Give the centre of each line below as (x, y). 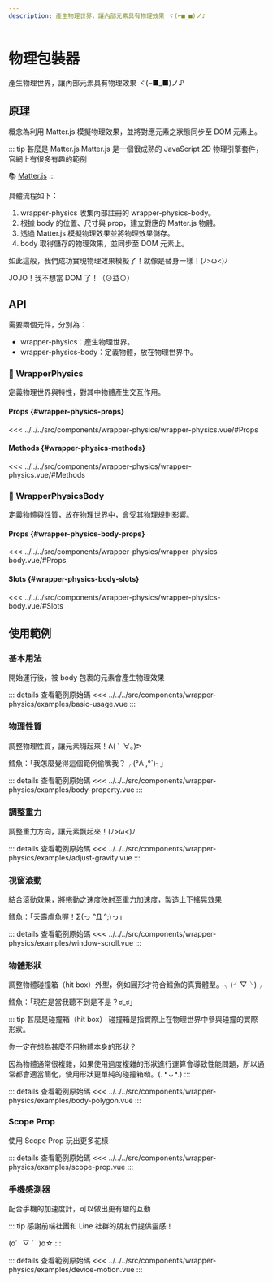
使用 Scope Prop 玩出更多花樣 (58, 1140)
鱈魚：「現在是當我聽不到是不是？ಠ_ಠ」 (73, 1002)
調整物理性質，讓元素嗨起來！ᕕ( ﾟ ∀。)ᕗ (75, 746)
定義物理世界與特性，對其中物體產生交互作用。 (87, 392)
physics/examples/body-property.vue (71, 790)
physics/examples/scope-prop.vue (67, 1167)
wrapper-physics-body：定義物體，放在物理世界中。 (108, 352)
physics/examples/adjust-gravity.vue (70, 857)
